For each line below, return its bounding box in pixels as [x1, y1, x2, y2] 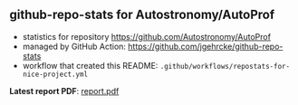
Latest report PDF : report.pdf [9, 85, 120, 96]
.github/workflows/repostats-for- [159, 62, 291, 71]
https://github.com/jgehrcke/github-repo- [128, 41, 284, 52]
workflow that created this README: [22, 60, 159, 71]
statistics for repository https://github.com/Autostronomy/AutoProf [22, 31, 272, 42]
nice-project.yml [22, 70, 89, 79]
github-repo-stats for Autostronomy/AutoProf [9, 7, 275, 23]
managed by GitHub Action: [22, 41, 127, 52]
